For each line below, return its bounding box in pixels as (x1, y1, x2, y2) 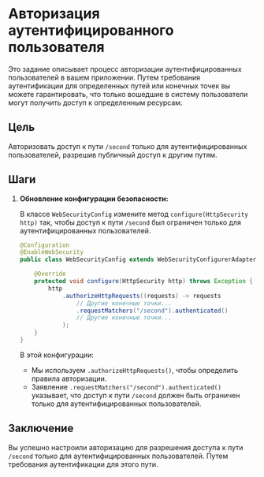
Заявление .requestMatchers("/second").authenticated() (31, 382, 222, 391)
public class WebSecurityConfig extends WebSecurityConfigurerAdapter (19, 255, 257, 264)
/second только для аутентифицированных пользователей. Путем (8, 451, 229, 460)
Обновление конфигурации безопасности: (19, 194, 169, 203)
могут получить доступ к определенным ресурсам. (8, 98, 183, 107)
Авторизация (8, 5, 100, 23)
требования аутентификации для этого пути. (8, 459, 159, 469)
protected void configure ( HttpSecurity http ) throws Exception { (34, 278, 254, 285)
